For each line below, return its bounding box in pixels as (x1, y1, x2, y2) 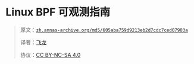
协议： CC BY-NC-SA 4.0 (20, 51, 81, 58)
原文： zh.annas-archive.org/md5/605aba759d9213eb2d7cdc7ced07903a (20, 26, 188, 33)
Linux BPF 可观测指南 (5, 5, 111, 19)
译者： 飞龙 (20, 39, 47, 46)
